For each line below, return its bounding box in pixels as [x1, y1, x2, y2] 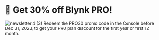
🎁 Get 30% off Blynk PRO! [5, 4, 112, 15]
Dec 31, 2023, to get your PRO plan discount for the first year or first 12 [5, 25, 149, 31]
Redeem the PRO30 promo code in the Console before [43, 20, 154, 26]
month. [5, 30, 20, 36]
